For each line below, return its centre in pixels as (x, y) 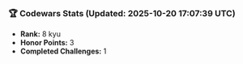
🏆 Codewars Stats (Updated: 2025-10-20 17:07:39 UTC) (122, 13)
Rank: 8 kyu (40, 34)
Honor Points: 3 (47, 43)
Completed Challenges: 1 (63, 51)
